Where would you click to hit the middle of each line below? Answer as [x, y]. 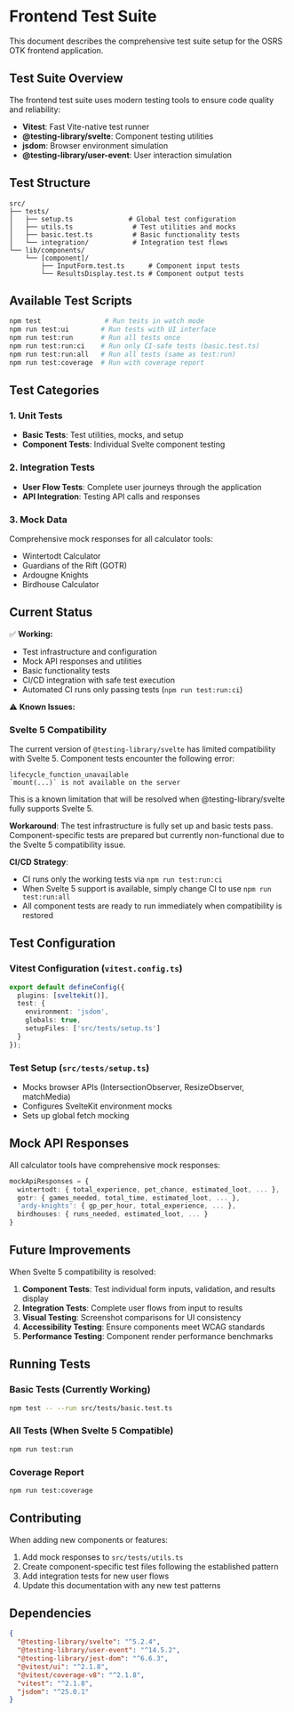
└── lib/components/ [48, 250]
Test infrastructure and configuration [89, 651]
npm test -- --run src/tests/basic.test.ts [91, 1408]
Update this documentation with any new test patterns [121, 1585]
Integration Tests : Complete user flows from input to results [132, 1308]
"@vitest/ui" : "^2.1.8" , [63, 1667]
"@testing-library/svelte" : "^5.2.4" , [89, 1642]
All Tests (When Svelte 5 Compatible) [91, 1431]
